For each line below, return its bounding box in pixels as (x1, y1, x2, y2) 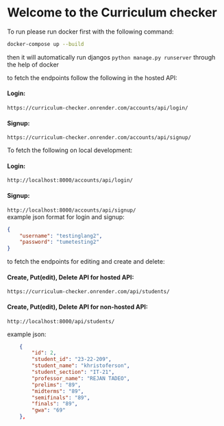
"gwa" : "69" (32, 407, 66, 414)
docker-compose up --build (7, 40, 84, 47)
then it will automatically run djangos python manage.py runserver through (7, 53, 216, 61)
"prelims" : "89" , (32, 381, 81, 388)
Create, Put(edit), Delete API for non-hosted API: (7, 303, 149, 311)
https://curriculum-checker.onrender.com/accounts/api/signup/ (7, 134, 192, 141)
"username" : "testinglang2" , (19, 232, 103, 239)
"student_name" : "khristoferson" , (32, 362, 130, 369)
